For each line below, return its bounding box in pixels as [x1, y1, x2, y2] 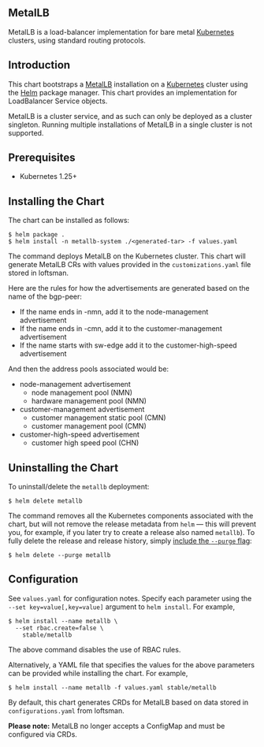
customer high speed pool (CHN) [31, 438, 139, 448]
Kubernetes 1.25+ [19, 172, 77, 181]
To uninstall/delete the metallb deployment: [8, 482, 150, 492]
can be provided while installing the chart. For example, [8, 668, 188, 678]
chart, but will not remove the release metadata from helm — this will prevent [8, 519, 257, 529]
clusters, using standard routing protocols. [8, 35, 146, 45]
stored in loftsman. [8, 268, 69, 278]
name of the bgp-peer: [8, 292, 83, 302]
